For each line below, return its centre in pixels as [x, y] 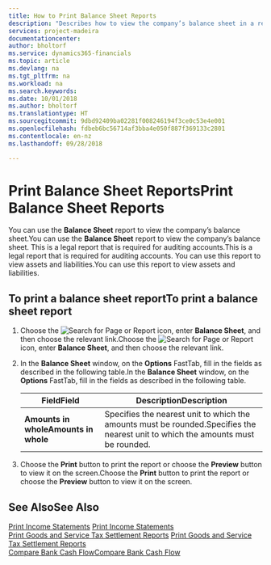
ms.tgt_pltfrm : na [39, 76]
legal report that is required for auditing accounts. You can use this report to [135, 256]
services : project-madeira [54, 31]
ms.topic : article [39, 61]
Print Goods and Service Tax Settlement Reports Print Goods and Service [130, 535]
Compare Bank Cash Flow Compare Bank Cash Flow [94, 552]
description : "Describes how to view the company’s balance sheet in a [131, 23]
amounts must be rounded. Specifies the [180, 424]
